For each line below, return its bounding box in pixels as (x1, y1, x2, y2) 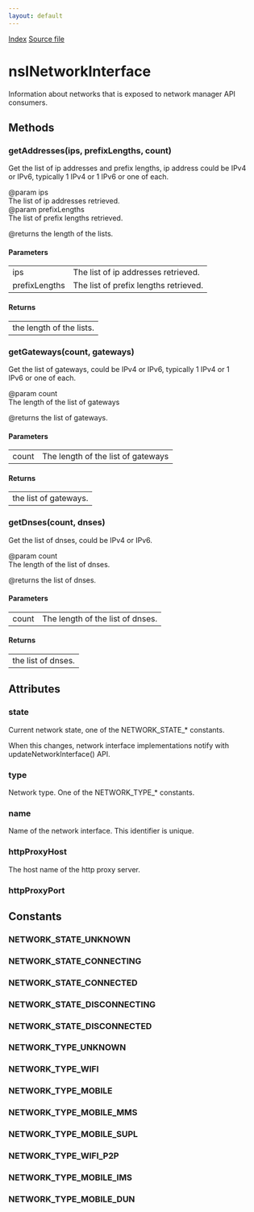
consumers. (8, 98, 48, 107)
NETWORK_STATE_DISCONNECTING (8, 998, 156, 1009)
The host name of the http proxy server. (8, 864, 141, 874)
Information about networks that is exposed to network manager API (8, 89, 236, 98)
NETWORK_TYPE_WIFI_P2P (8, 1151, 119, 1162)
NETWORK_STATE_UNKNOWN (8, 934, 131, 945)
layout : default (8, 11, 63, 20)
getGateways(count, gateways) (8, 346, 135, 357)
